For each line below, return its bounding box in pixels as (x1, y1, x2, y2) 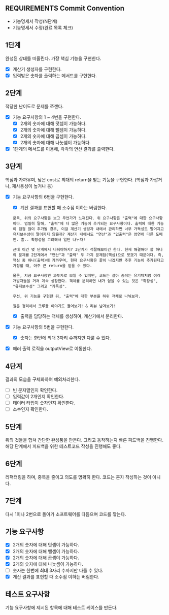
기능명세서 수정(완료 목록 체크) (12, 24, 74, 30)
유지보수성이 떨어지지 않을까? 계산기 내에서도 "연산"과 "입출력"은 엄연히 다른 (12, 232, 154, 237)
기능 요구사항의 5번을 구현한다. (12, 323, 74, 330)
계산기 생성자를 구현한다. (12, 66, 62, 72)
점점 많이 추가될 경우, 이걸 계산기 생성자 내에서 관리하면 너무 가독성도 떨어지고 (18, 226, 164, 232)
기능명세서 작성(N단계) (12, 18, 58, 24)
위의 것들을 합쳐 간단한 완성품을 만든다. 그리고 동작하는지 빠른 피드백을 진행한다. (5, 437, 164, 443)
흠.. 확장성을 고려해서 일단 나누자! (21, 237, 86, 242)
